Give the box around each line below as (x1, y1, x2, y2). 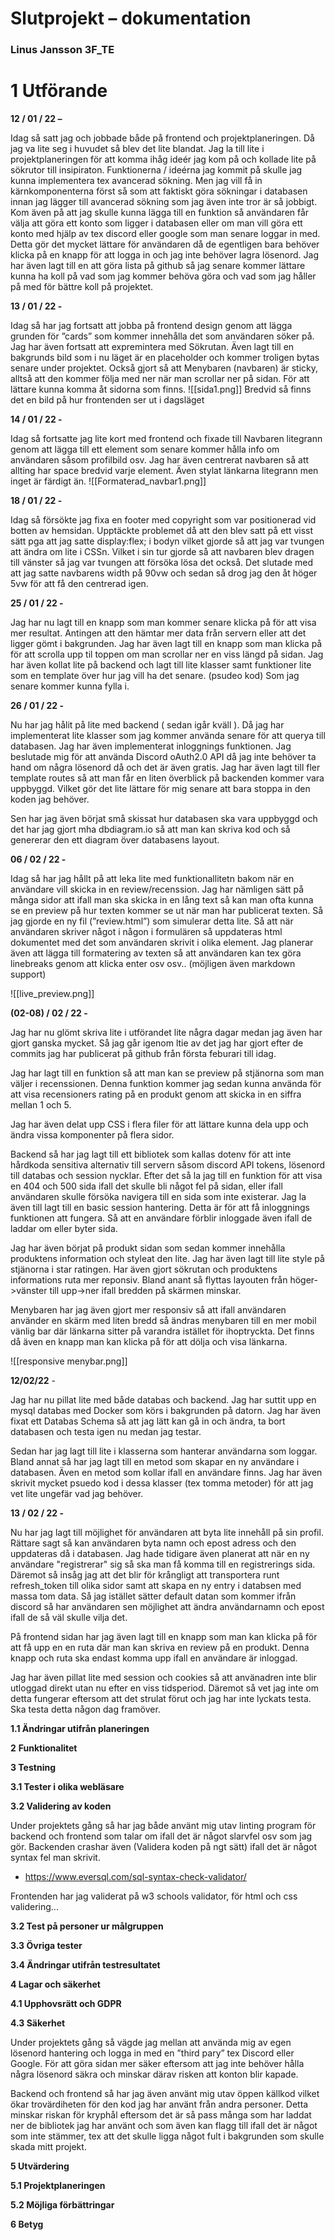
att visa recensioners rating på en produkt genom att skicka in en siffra (10, 1088, 302, 1101)
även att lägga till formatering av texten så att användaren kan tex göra (10, 947, 302, 959)
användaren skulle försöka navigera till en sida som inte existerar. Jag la (10, 1191, 307, 1203)
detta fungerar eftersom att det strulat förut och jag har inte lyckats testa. (10, 1693, 312, 1705)
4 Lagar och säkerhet (10, 1978, 101, 1991)
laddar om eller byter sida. (10, 1223, 118, 1235)
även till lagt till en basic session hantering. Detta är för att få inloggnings (10, 1202, 310, 1214)
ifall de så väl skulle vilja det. (10, 1612, 128, 1624)
